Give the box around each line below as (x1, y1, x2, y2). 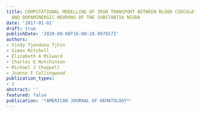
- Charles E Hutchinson (6, 59, 66, 65)
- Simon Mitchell (6, 48, 50, 54)
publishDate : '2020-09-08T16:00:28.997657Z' (6, 31, 119, 37)
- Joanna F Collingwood (6, 70, 66, 76)
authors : (6, 36, 28, 42)
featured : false (6, 92, 47, 98)
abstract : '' (6, 87, 39, 93)
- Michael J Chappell (6, 64, 60, 71)
